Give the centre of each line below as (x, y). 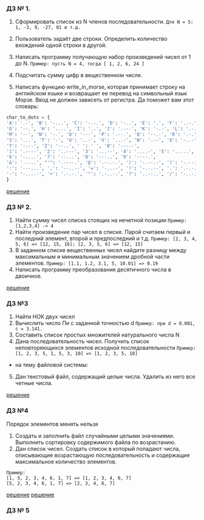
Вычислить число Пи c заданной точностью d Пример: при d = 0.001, (105, 323)
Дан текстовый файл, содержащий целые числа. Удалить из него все (105, 377)
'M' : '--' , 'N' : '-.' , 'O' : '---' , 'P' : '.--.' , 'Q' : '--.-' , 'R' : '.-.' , (103, 134)
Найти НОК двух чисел (45, 316)
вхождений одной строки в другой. (61, 45)
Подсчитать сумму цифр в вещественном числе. (79, 75)
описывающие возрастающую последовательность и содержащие (102, 455)
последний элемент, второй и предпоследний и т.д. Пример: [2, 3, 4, (106, 239)
